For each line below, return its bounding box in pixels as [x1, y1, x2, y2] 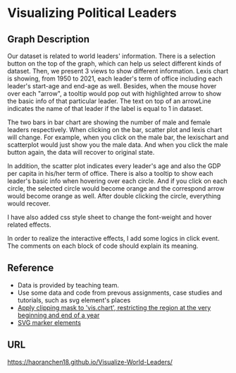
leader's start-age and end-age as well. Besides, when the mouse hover [7, 82, 217, 90]
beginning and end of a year [17, 311, 100, 319]
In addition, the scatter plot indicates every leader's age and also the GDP [7, 162, 221, 170]
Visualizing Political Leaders [7, 5, 178, 21]
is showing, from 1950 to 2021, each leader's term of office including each [7, 74, 223, 83]
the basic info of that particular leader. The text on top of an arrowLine [7, 97, 211, 105]
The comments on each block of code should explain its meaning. [7, 242, 199, 250]
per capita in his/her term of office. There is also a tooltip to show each [7, 170, 213, 177]
